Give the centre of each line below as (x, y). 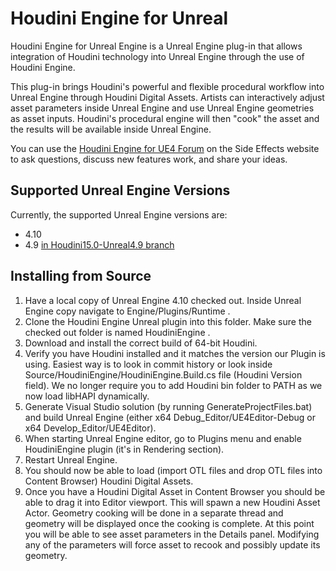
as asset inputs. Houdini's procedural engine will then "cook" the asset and (165, 118)
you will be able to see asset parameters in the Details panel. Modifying (172, 534)
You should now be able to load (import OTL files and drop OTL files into (173, 470)
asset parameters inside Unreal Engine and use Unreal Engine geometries (162, 108)
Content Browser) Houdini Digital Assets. (109, 481)
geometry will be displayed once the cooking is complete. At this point (169, 523)
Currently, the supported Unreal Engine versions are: (119, 214)
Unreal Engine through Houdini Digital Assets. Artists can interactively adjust (167, 97)
